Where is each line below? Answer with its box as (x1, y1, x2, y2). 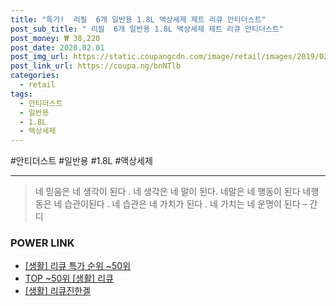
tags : (10, 89, 33, 99)
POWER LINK (10, 236, 75, 250)
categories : (10, 71, 60, 81)
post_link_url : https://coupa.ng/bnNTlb (10, 61, 182, 71)
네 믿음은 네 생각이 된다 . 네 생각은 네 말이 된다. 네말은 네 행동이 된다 (34, 186, 301, 198)
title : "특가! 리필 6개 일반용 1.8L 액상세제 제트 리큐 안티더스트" (10, 14, 267, 25)
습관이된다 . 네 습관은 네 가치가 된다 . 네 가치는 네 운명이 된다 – (64, 198, 308, 210)
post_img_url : (10, 52, 70, 62)
